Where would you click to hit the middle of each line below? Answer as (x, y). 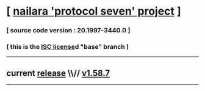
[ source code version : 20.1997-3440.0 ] (68, 31)
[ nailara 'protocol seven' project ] (94, 11)
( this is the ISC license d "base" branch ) (68, 47)
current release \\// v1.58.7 (58, 73)
